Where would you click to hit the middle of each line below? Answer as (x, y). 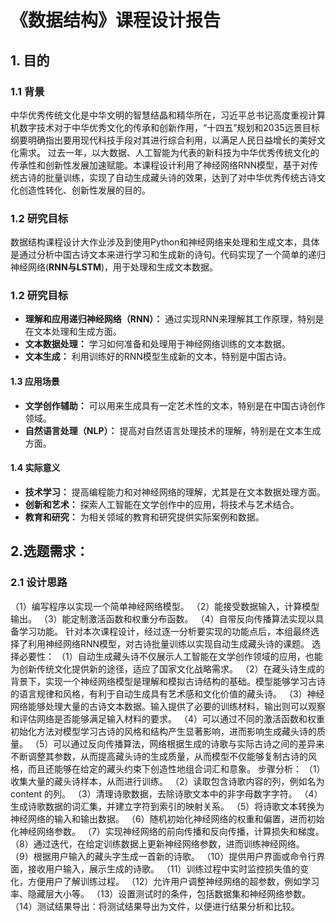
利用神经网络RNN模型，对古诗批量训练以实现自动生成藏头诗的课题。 (168, 643)
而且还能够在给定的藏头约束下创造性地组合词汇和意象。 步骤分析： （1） (176, 768)
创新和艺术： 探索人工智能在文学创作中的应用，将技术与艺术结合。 (162, 504)
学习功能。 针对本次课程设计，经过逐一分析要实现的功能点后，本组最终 (164, 631)
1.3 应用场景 (35, 382)
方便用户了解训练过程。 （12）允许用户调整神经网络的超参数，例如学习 (173, 881)
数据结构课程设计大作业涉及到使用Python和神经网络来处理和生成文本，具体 (165, 242)
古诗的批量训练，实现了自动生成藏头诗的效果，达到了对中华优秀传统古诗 (167, 177)
